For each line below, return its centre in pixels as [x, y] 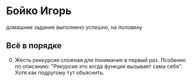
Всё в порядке [34, 46]
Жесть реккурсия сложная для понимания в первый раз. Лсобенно [100, 60]
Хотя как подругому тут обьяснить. [59, 73]
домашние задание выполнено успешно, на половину [74, 27]
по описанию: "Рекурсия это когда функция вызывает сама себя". [99, 66]
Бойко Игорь [39, 11]
